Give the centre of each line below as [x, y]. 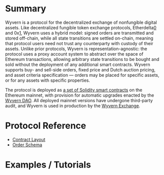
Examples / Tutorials [48, 165]
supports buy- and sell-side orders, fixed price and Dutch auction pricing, [80, 69]
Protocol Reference [46, 126]
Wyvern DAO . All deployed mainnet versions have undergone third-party [79, 100]
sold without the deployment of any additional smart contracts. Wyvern [78, 64]
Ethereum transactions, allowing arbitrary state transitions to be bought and [82, 59]
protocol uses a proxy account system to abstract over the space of [74, 54]
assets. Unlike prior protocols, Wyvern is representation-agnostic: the [76, 49]
